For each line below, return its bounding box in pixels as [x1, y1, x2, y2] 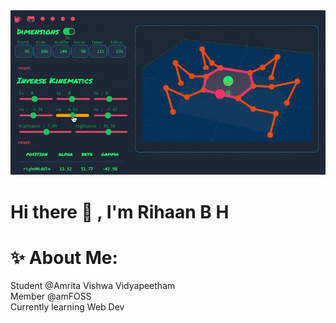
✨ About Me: [10, 246, 118, 269]
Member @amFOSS [10, 290, 92, 303]
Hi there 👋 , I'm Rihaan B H [10, 200, 230, 223]
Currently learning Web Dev [10, 301, 125, 313]
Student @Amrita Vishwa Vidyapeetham [10, 280, 176, 292]
